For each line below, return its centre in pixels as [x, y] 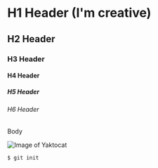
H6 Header [23, 110]
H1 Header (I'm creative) [79, 13]
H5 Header [24, 91]
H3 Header [26, 59]
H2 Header [31, 39]
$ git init [23, 157]
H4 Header [24, 76]
